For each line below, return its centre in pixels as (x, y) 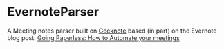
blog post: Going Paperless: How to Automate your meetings (93, 37)
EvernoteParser (53, 12)
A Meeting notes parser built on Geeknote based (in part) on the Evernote (112, 31)
